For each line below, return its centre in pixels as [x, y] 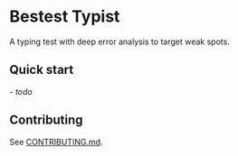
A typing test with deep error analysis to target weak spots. [120, 41]
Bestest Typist [65, 17]
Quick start [42, 70]
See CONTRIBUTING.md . [56, 142]
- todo [21, 91]
